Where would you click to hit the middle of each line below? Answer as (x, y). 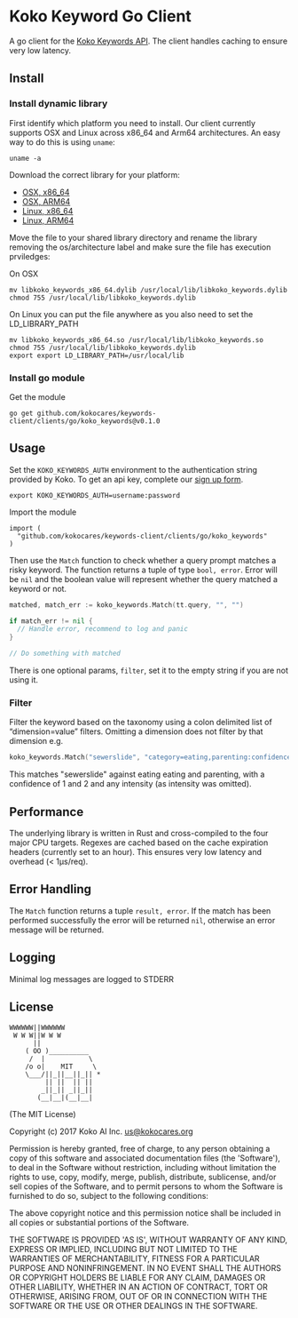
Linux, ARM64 (48, 220)
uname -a (25, 158)
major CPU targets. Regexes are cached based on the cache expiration (139, 843)
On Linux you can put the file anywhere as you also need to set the (131, 314)
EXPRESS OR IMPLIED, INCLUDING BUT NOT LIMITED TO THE (123, 1249)
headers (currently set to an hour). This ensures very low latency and (136, 852)
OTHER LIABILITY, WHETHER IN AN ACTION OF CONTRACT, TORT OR (138, 1287)
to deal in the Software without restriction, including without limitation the (143, 1167)
